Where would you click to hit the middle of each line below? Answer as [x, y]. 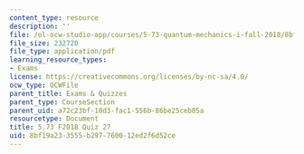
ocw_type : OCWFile [44, 85]
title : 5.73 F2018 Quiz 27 [60, 128]
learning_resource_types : [58, 60]
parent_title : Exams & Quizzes [68, 93]
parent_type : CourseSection [62, 102]
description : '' [40, 26]
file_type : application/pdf [62, 52]
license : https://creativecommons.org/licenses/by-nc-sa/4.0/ [129, 77]
